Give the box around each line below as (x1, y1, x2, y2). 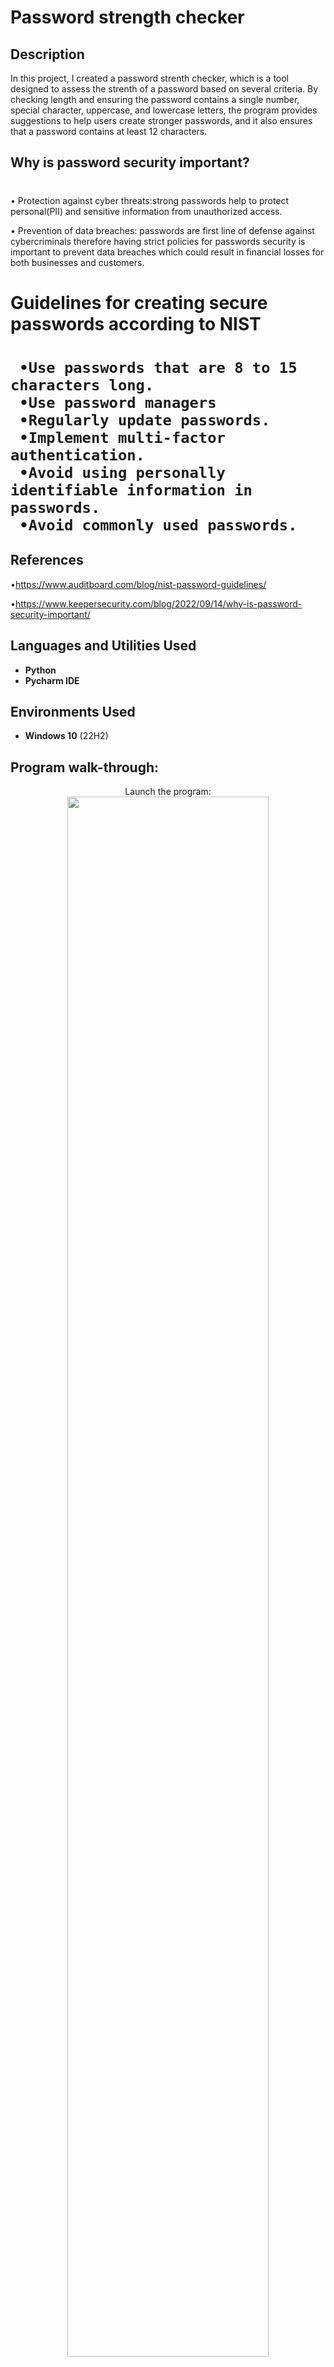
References (10, 552, 84, 569)
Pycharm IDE (24, 674, 80, 686)
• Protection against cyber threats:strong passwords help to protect (10, 194, 290, 206)
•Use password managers (19, 393, 217, 412)
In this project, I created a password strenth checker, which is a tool (10, 72, 290, 84)
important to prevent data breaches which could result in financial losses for (10, 246, 325, 258)
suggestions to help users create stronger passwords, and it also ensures (10, 115, 313, 126)
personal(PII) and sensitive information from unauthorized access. (10, 205, 283, 217)
